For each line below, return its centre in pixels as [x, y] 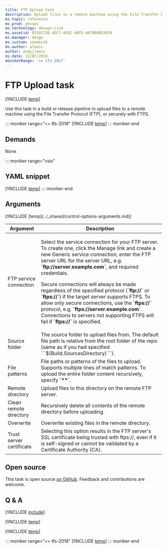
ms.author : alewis [24, 47]
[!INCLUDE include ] [25, 512]
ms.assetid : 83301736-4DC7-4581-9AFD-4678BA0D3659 [59, 33]
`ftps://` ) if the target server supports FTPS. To [95, 297]
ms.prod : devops [22, 24]
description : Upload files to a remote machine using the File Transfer [82, 14]
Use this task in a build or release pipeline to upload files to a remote [75, 109]
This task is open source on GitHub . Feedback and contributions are [75, 479]
